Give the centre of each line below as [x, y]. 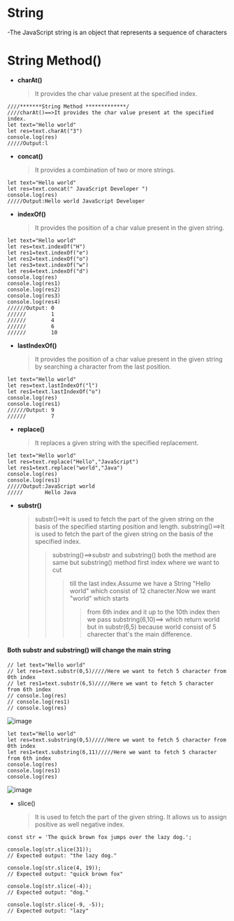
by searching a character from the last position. [103, 367]
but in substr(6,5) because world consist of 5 [152, 627]
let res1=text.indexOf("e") [48, 253]
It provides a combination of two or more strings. [105, 170]
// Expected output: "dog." [48, 893]
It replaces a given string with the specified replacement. [117, 442]
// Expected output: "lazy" [48, 911]
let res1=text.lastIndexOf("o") [54, 391]
